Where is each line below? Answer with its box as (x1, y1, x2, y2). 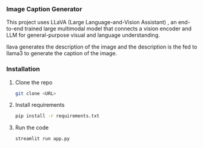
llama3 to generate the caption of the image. (6, 50, 117, 57)
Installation (6, 65, 41, 73)
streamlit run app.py (15, 136, 70, 142)
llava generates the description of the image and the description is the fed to (6, 43, 198, 50)
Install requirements (15, 101, 65, 109)
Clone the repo (15, 78, 53, 86)
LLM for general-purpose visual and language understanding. (6, 32, 161, 39)
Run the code (15, 124, 49, 132)
